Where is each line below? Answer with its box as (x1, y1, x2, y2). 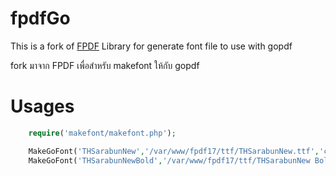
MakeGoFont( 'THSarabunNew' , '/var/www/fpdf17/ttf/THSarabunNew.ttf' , (28, 146, 320, 156)
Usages (10, 95, 75, 118)
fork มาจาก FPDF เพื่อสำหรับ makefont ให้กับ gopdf (10, 59, 200, 71)
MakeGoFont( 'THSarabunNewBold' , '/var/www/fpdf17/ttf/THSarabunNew (28, 155, 311, 166)
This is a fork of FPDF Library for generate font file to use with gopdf (10, 40, 293, 52)
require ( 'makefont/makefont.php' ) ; (28, 128, 177, 138)
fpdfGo (10, 7, 71, 30)
